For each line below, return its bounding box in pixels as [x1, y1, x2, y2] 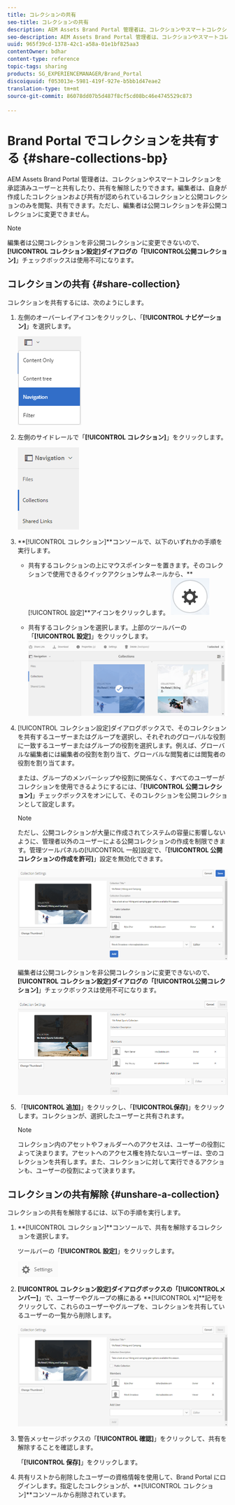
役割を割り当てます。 [17, 758, 78, 767]
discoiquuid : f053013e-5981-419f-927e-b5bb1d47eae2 [7, 78, 161, 85]
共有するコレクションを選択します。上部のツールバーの [27, 623, 187, 631]
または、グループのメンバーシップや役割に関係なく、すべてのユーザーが [17, 773, 225, 782]
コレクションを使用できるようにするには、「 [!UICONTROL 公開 [17, 782, 198, 791]
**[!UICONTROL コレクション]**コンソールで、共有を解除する [17, 1223, 198, 1231]
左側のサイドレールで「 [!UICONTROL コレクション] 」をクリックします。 [17, 432, 227, 441]
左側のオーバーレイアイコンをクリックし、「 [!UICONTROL [17, 313, 184, 321]
